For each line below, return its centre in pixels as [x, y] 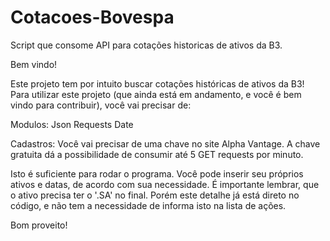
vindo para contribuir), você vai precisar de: [101, 105]
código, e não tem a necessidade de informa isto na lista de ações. [148, 205]
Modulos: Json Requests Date [72, 124]
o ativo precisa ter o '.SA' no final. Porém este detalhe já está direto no [155, 195]
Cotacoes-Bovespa [92, 17]
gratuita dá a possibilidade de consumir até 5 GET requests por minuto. [157, 154]
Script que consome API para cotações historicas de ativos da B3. [146, 45]
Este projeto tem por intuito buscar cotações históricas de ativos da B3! [157, 83]
